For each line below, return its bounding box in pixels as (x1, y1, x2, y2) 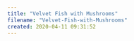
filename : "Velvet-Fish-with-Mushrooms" (7, 17, 128, 24)
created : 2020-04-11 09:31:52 (7, 23, 97, 30)
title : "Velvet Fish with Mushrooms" (7, 10, 118, 17)
